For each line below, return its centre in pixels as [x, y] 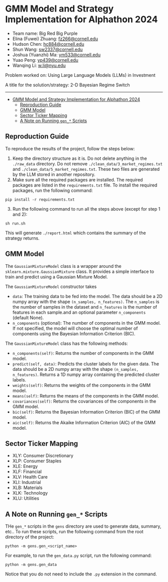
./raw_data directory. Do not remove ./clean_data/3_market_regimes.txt [87, 163]
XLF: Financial [27, 472]
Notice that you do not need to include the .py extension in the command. [81, 574]
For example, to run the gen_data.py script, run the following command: [78, 555]
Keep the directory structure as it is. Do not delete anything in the [80, 158]
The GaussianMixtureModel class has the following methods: [67, 343]
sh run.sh [15, 223]
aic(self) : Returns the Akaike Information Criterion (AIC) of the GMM [84, 422]
